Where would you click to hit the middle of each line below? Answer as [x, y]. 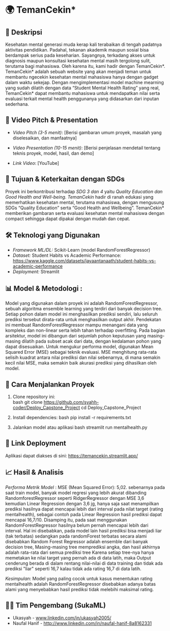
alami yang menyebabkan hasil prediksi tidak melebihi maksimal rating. [80, 589]
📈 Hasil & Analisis [34, 472]
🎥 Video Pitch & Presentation [52, 120]
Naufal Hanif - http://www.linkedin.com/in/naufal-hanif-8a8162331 [82, 623]
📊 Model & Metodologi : [44, 288]
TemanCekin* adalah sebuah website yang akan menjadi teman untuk [78, 71]
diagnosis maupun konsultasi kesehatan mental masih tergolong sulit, [78, 61]
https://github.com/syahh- [71, 402]
